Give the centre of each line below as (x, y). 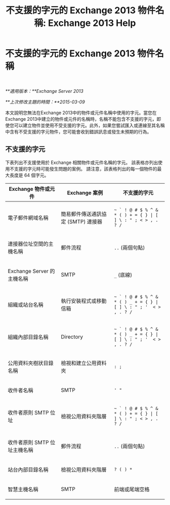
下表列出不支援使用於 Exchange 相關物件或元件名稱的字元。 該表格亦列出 (82, 162)
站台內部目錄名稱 (28, 469)
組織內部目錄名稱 (28, 337)
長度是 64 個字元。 (29, 175)
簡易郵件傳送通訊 (81, 214)
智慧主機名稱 (23, 489)
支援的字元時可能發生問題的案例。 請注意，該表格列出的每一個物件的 (86, 169)
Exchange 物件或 (29, 189)
